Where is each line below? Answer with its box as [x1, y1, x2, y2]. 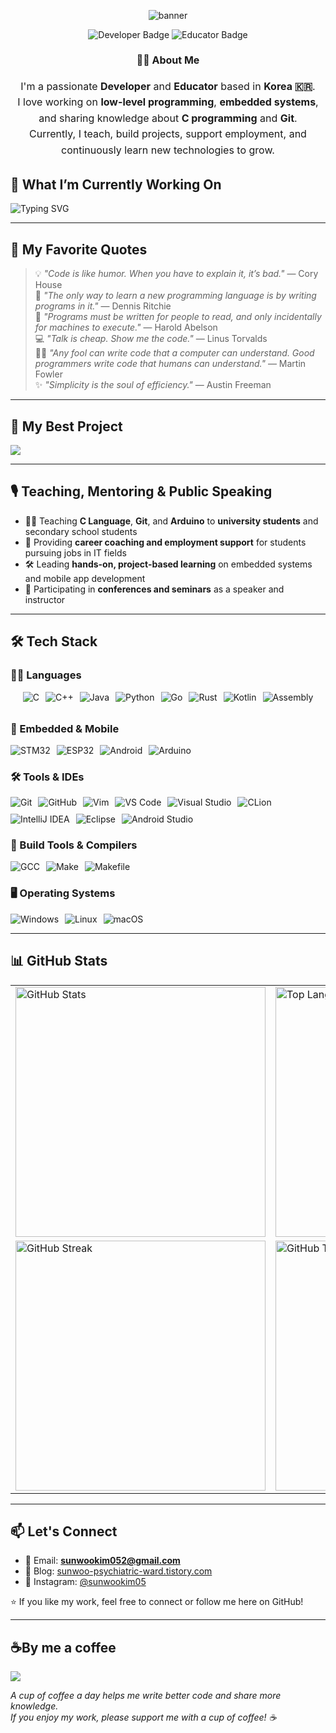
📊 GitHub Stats [10, 953, 108, 970]
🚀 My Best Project [10, 418, 123, 435]
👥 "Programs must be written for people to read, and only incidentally [34, 311, 322, 323]
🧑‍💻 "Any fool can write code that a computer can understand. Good [34, 347, 315, 359]
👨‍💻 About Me [136, 53, 200, 67]
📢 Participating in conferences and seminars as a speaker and [24, 583, 285, 595]
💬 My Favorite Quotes [10, 241, 148, 258]
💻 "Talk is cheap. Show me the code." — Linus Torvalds [34, 333, 268, 345]
